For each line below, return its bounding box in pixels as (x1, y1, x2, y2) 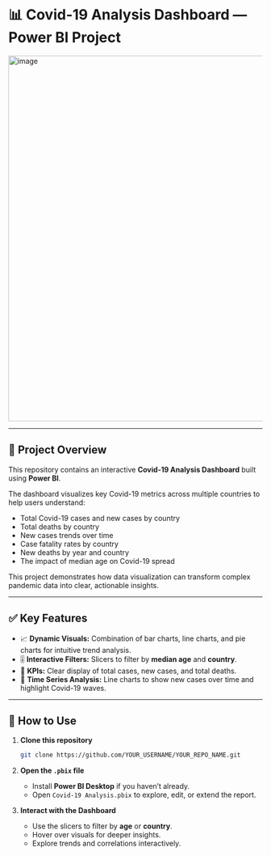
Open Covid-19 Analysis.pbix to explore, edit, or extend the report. (31, 790, 256, 800)
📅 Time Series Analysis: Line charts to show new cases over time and (19, 674, 254, 684)
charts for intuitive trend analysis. (19, 645, 131, 655)
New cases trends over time (19, 530, 114, 540)
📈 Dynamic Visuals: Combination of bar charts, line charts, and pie (19, 634, 246, 643)
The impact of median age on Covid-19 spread (19, 556, 175, 566)
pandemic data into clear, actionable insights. (8, 580, 159, 590)
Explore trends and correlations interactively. (31, 838, 181, 849)
